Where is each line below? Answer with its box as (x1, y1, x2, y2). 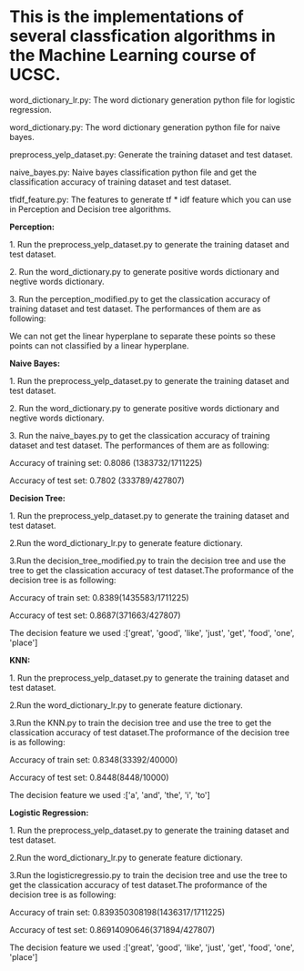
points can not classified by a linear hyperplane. (9, 339, 189, 351)
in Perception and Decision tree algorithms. (9, 203, 172, 215)
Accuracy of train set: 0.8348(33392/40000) (9, 754, 178, 765)
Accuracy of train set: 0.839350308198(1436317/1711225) (9, 906, 226, 917)
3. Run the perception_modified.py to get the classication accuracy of (9, 293, 271, 304)
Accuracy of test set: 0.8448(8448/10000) (9, 772, 170, 783)
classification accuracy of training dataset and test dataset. (9, 176, 232, 187)
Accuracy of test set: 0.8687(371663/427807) (9, 610, 181, 621)
